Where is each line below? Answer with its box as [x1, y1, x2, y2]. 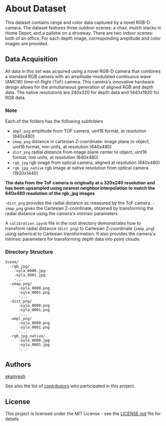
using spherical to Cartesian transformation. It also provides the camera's [5, 231, 156, 237]
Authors [5, 360, 31, 368]
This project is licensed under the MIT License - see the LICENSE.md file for [5, 411, 161, 417]
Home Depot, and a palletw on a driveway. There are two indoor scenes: [5, 30, 154, 36]
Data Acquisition [5, 55, 58, 64]
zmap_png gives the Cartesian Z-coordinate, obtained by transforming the [5, 205, 154, 211]
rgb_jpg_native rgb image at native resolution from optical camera [12, 165, 149, 171]
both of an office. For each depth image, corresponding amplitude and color [5, 35, 161, 41]
